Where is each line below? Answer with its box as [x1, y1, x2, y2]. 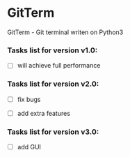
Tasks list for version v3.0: [7, 127, 99, 137]
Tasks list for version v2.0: [7, 79, 99, 89]
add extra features [17, 109, 71, 117]
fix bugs [17, 95, 41, 103]
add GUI [17, 143, 42, 151]
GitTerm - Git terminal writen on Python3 [7, 28, 124, 36]
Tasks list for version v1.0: [7, 45, 98, 55]
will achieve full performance [17, 61, 101, 70]
